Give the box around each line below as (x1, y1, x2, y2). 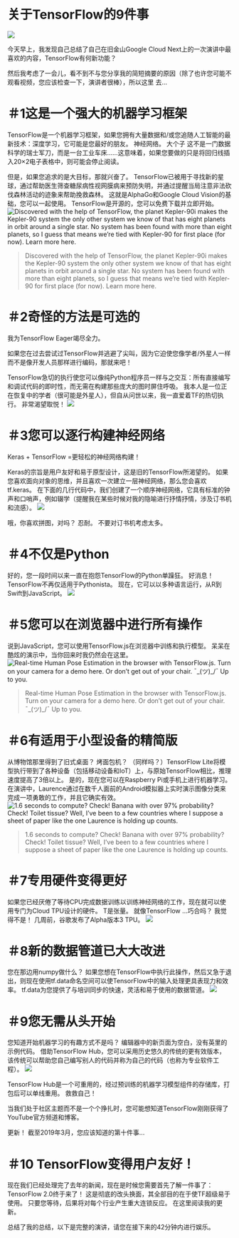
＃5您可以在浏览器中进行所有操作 (7, 617, 203, 632)
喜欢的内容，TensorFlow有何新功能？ (7, 54, 117, 62)
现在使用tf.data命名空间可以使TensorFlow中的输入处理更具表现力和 (26, 977, 223, 985)
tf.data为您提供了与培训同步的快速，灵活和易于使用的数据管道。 (21, 985, 208, 994)
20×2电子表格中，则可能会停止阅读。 (13, 157, 123, 166)
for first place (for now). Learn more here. (34, 281, 156, 290)
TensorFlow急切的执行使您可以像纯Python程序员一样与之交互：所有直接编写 (7, 372, 231, 382)
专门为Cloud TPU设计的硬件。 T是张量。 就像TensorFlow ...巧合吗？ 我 (13, 906, 221, 915)
